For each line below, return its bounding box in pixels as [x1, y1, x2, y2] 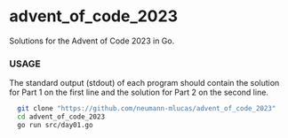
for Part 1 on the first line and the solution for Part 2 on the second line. [9, 87, 269, 98]
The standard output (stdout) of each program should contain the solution [9, 78, 280, 88]
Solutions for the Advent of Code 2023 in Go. [9, 35, 175, 46]
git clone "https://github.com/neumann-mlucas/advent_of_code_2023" [17, 104, 276, 113]
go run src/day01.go [17, 120, 93, 129]
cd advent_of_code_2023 [17, 112, 105, 121]
